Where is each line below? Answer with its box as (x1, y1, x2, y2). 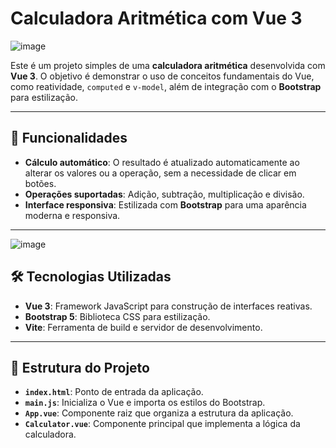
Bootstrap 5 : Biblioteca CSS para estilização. (24, 310, 211, 322)
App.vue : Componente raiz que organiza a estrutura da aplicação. (24, 407, 294, 419)
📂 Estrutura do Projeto (10, 359, 150, 376)
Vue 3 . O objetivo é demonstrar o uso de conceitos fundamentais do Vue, (10, 70, 315, 82)
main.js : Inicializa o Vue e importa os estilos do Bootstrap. (24, 397, 266, 409)
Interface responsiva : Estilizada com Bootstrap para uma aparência (24, 198, 307, 211)
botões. (24, 177, 57, 189)
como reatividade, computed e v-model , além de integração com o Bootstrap (10, 80, 322, 92)
